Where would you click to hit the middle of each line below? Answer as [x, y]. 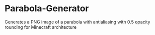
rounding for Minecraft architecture [41, 27]
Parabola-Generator [47, 9]
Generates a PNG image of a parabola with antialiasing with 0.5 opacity [77, 22]
